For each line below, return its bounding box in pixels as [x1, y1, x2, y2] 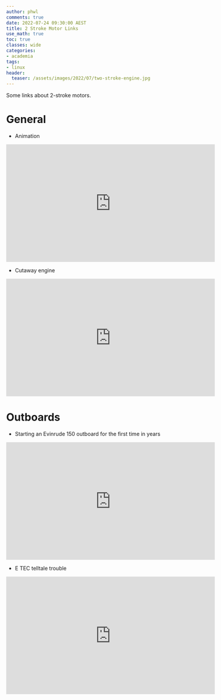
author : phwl [6, 8, 39, 15]
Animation [14, 133, 40, 140]
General [6, 113, 46, 126]
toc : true [6, 36, 31, 42]
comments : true [6, 14, 44, 20]
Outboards [6, 410, 61, 424]
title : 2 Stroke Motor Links [6, 25, 79, 32]
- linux [6, 64, 26, 70]
